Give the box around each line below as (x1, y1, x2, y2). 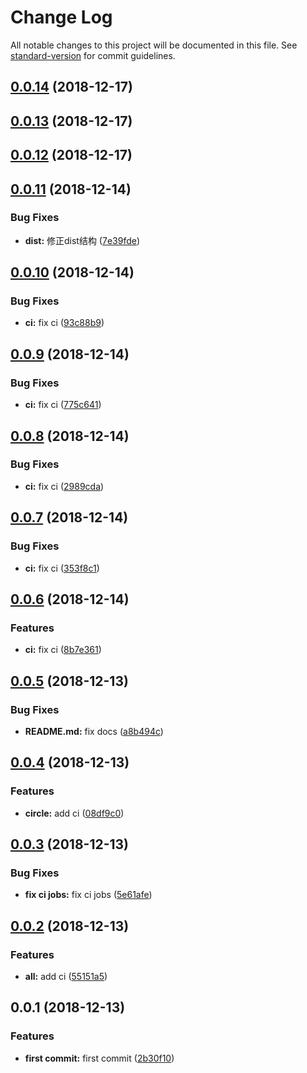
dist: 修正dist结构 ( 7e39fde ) (24, 234, 141, 246)
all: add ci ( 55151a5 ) (24, 970, 108, 982)
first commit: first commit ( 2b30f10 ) (24, 1052, 175, 1064)
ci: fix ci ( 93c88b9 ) (24, 317, 105, 329)
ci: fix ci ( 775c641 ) (24, 399, 102, 411)
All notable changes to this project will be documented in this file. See (10, 39, 298, 51)
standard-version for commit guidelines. (10, 49, 176, 61)
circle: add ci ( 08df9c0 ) (24, 807, 125, 819)
